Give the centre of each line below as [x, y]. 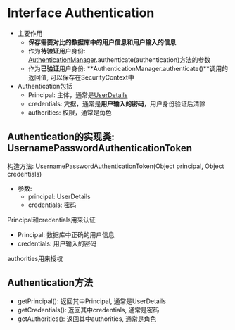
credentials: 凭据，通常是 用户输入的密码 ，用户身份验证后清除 [117, 103]
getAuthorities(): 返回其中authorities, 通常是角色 [87, 319]
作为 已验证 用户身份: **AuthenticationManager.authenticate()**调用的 [128, 68]
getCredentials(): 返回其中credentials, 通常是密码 [88, 310]
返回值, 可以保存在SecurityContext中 [81, 77]
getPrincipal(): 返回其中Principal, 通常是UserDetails [92, 301]
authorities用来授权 [35, 258]
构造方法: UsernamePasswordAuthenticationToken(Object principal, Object [116, 166]
